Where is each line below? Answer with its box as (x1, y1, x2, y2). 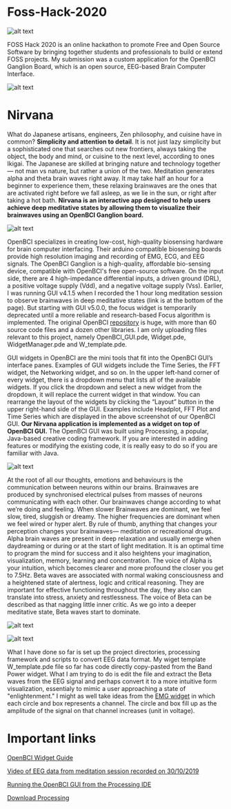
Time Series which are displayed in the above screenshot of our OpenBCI (7, 412, 216, 420)
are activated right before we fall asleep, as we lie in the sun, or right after (7, 188, 217, 197)
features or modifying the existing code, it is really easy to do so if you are (7, 441, 218, 449)
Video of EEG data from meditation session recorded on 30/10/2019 (7, 767, 199, 775)
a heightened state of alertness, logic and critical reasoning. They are (7, 578, 205, 587)
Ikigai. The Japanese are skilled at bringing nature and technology (7, 159, 195, 168)
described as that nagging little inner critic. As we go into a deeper (7, 600, 197, 608)
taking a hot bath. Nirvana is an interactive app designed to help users (7, 196, 211, 204)
